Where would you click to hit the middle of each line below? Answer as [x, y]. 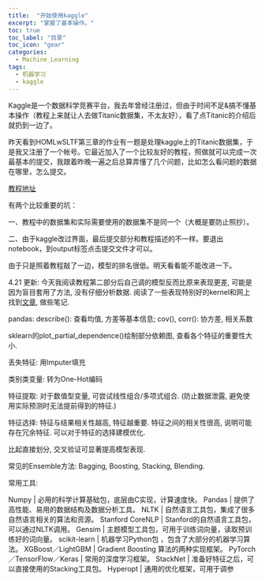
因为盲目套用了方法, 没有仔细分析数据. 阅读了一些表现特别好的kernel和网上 [129, 292]
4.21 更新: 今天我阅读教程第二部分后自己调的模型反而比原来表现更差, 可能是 [130, 282]
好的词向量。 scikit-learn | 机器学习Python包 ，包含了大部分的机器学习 [129, 539]
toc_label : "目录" [37, 38]
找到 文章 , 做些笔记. [39, 302]
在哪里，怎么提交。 [39, 172]
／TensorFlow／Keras [43, 559]
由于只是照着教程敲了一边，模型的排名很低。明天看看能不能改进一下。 [122, 265]
